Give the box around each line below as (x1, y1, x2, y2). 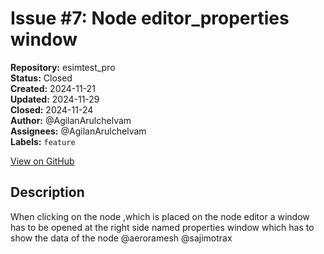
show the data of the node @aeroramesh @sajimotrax (10, 232, 233, 244)
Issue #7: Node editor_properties (10, 7, 290, 30)
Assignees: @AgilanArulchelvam (10, 125, 147, 137)
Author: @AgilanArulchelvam (10, 114, 132, 126)
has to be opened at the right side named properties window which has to (10, 221, 315, 233)
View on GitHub (10, 155, 75, 167)
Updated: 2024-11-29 (10, 93, 100, 105)
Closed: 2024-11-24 (10, 103, 94, 116)
